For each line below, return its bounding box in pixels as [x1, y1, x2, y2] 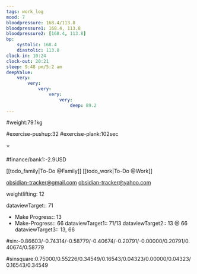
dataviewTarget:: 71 [6, 202, 53, 209]
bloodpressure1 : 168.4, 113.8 [6, 25, 81, 31]
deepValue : [6, 69, 33, 75]
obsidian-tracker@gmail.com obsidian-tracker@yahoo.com [6, 179, 151, 186]
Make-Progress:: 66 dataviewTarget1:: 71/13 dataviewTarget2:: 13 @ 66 [14, 219, 188, 227]
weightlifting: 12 [6, 190, 45, 197]
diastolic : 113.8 [17, 47, 60, 53]
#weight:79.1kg [6, 119, 43, 126]
